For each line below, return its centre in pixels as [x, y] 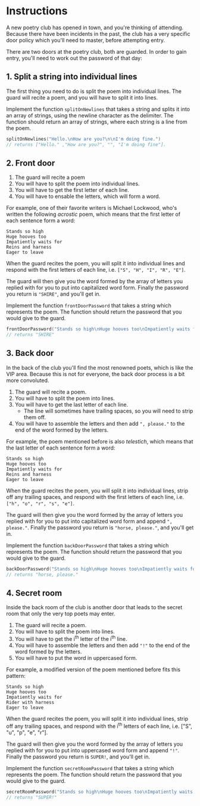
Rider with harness [30, 703]
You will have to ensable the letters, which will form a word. [87, 196]
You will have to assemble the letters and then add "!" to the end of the [102, 646]
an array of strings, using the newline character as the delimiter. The [90, 115]
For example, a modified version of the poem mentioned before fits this [93, 669]
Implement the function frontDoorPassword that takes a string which [89, 306]
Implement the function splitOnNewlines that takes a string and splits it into [98, 109]
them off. [35, 417]
